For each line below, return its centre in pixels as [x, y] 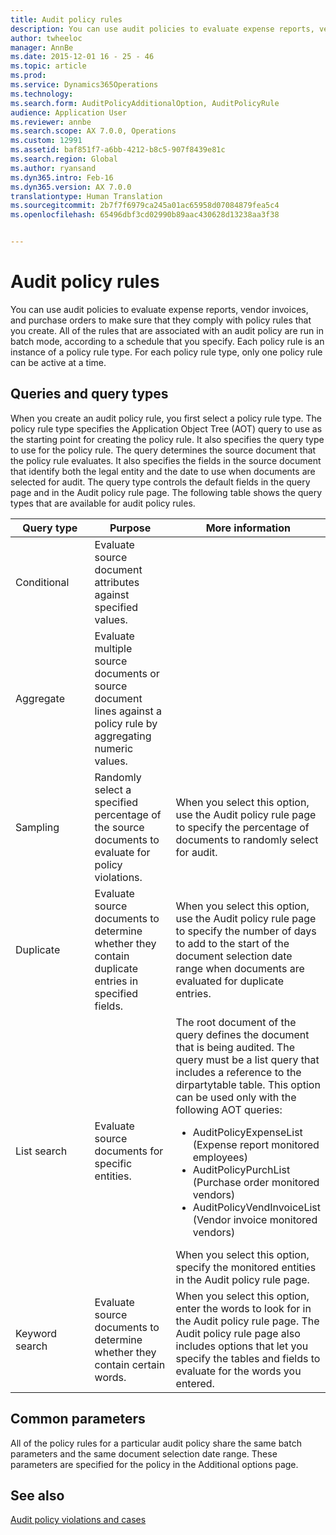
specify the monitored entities [246, 1267]
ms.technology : [42, 94]
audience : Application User [69, 112]
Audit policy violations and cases [78, 1520]
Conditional [42, 582]
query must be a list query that [247, 1059]
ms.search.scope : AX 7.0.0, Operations [93, 131]
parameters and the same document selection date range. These [144, 1453]
